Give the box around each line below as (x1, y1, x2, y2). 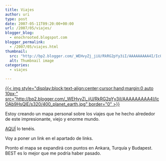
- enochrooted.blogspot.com (9, 35, 68, 40)
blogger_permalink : (5, 40, 45, 45)
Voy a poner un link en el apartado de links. (5, 135, 93, 141)
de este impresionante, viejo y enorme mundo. (5, 116, 100, 122)
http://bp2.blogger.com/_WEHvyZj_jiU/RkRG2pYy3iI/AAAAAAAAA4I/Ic (16, 96, 160, 102)
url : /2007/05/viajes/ (5, 26, 52, 31)
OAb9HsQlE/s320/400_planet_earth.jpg (5, 101, 86, 107)
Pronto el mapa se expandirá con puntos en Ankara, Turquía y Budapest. (5, 145, 153, 151)
